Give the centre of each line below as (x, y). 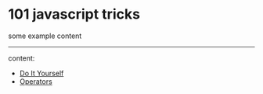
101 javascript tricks (74, 14)
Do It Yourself (41, 73)
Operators (36, 81)
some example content (45, 36)
